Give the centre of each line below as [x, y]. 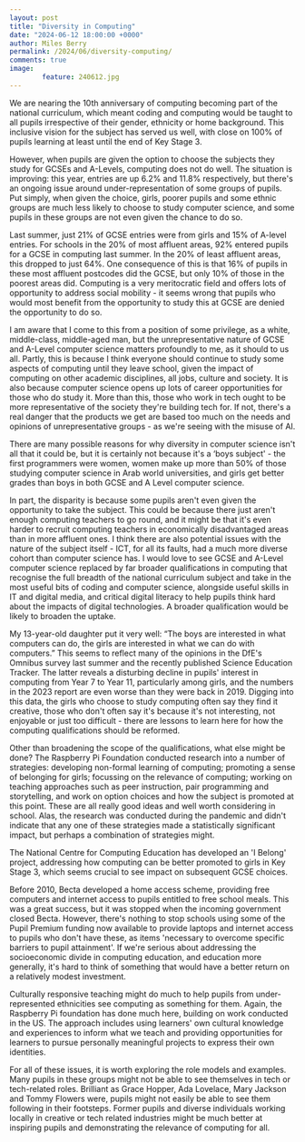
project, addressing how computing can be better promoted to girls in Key [148, 862]
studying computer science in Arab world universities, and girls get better [147, 473]
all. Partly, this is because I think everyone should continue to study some [147, 358]
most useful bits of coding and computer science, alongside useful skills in [149, 586]
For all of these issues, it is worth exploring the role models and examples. [148, 1069]
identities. [28, 1052]
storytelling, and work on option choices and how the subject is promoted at [152, 796]
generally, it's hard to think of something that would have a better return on [150, 967]
